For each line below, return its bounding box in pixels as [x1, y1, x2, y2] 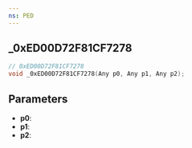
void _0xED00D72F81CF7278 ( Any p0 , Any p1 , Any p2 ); [8, 70, 185, 78]
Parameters [8, 92, 68, 106]
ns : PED [8, 11, 35, 20]
